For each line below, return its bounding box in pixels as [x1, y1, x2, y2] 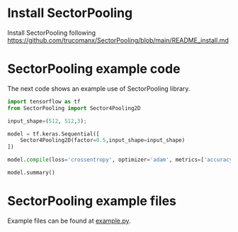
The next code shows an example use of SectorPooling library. [7, 84, 191, 93]
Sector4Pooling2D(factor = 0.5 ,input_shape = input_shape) [20, 137, 186, 144]
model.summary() [7, 169, 55, 176]
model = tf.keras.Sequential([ [7, 130, 100, 138]
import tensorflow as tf [7, 98, 81, 105]
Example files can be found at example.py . [7, 216, 131, 225]
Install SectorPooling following [7, 28, 96, 37]
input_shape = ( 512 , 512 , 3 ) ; [7, 117, 87, 125]
